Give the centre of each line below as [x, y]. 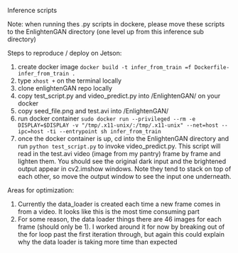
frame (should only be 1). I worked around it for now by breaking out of [121, 227]
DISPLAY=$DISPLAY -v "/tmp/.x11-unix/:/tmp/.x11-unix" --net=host [118, 125]
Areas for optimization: [41, 190]
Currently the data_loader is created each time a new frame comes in [119, 204]
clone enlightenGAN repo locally [65, 88]
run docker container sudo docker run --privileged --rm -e [107, 118]
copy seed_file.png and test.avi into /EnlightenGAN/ [93, 111]
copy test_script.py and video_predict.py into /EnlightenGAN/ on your [119, 96]
